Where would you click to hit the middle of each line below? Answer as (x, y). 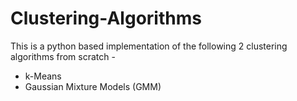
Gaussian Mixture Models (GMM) (93, 86)
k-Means (43, 76)
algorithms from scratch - (63, 56)
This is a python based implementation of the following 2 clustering (149, 46)
